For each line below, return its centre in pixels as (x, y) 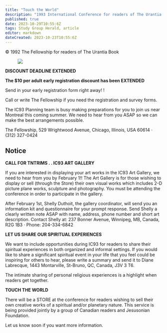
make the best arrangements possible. (45, 120)
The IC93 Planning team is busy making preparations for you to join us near (83, 109)
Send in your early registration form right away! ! (55, 90)
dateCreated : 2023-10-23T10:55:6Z (41, 38)
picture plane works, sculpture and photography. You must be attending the (83, 188)
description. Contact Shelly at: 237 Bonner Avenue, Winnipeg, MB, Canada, (83, 219)
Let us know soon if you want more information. (54, 325)
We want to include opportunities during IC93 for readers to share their (78, 244)
